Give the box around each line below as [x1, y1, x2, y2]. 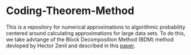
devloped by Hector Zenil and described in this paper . [6, 42, 136, 49]
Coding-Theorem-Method [6, 4, 134, 18]
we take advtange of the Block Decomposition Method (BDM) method [6, 36, 174, 43]
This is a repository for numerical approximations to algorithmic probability [6, 23, 186, 30]
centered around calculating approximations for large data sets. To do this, [6, 29, 186, 36]
